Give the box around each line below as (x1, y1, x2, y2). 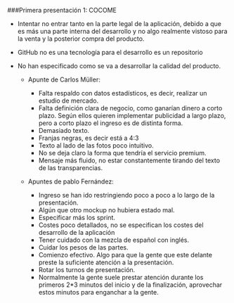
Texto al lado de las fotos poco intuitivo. (38, 141, 155, 150)
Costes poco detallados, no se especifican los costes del (38, 221, 204, 229)
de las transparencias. (38, 164, 103, 172)
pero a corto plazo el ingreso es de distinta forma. (38, 119, 183, 127)
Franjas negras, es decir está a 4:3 (38, 134, 139, 142)
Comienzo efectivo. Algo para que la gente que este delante (38, 251, 213, 259)
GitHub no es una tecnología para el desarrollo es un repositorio (17, 49, 203, 56)
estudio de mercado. (38, 96, 99, 105)
